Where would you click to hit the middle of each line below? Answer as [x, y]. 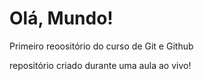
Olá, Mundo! [61, 18]
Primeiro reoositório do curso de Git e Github [101, 46]
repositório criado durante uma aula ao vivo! [100, 65]
